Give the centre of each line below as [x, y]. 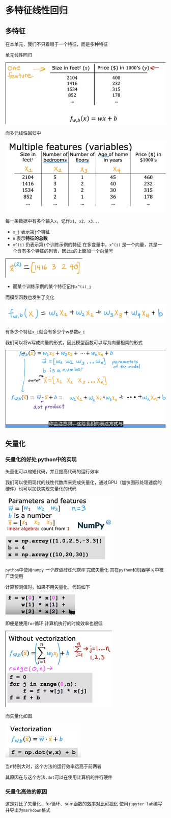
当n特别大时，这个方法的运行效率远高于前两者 [53, 766]
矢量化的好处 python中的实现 [41, 459]
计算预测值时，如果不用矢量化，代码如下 [48, 587]
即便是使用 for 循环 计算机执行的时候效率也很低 [54, 623]
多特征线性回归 [37, 10]
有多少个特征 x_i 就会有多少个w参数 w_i [45, 332]
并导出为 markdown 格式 [28, 810]
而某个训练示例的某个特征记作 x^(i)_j [52, 286]
